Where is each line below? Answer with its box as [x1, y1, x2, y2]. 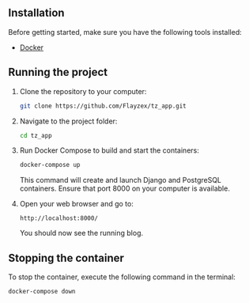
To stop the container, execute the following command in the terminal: [8, 272, 236, 282]
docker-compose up [19, 161, 81, 169]
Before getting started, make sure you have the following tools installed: [8, 27, 243, 36]
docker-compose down [8, 288, 77, 296]
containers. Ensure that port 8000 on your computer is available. [19, 184, 231, 193]
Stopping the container [8, 251, 125, 264]
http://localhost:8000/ [19, 214, 99, 222]
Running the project [8, 66, 108, 79]
